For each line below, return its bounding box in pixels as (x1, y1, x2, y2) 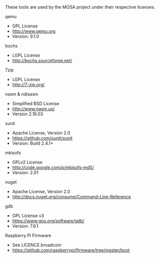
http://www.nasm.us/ (12, 106, 55, 111)
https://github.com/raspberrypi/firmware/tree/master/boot (12, 247, 130, 253)
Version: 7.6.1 (12, 223, 39, 229)
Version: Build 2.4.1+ (12, 140, 54, 146)
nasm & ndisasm (5, 91, 38, 97)
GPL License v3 (12, 213, 44, 218)
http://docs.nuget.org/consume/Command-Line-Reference (12, 194, 131, 199)
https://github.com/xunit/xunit (12, 135, 73, 141)
